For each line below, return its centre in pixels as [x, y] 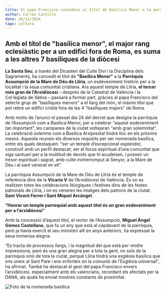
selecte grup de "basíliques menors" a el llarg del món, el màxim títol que [80, 103]
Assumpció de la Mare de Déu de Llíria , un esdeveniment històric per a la [80, 82]
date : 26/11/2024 [23, 19]
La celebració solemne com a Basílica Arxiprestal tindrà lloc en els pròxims [81, 133]
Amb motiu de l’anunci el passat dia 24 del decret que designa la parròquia [81, 118]
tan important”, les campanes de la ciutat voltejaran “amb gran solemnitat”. [81, 128]
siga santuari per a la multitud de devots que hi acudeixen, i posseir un [77, 155]
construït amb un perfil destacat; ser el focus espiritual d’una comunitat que [82, 149]
